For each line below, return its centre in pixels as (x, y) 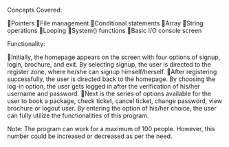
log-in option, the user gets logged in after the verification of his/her (104, 86)
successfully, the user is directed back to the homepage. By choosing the (111, 79)
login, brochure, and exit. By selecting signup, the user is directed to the (109, 64)
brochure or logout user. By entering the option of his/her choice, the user (112, 108)
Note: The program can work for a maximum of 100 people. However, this (111, 129)
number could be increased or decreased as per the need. (90, 136)
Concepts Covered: (35, 10)
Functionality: (26, 44)
